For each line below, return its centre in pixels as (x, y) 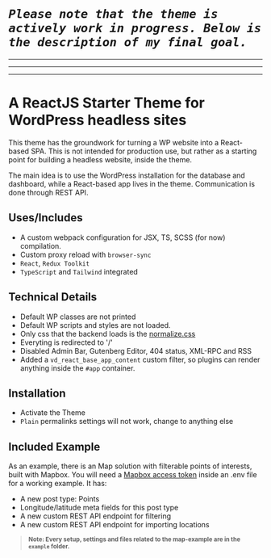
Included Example (54, 447)
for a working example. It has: (58, 484)
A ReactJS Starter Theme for (107, 103)
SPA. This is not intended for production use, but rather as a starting (144, 151)
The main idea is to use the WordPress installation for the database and (127, 175)
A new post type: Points (60, 499)
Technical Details (53, 297)
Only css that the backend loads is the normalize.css (108, 334)
